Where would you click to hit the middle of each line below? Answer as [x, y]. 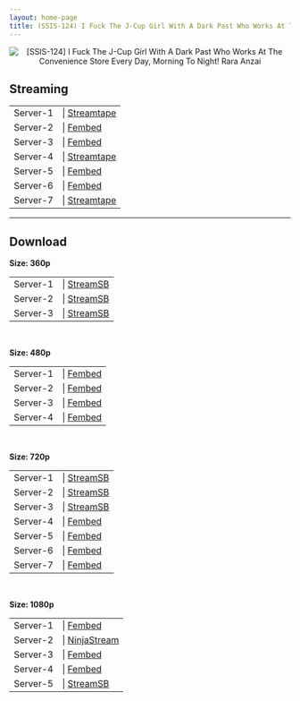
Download [38, 241]
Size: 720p [30, 457]
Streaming [39, 89]
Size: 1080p [32, 604]
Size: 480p [30, 353]
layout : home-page [43, 17]
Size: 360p [30, 263]
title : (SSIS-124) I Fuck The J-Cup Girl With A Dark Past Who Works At [147, 26]
